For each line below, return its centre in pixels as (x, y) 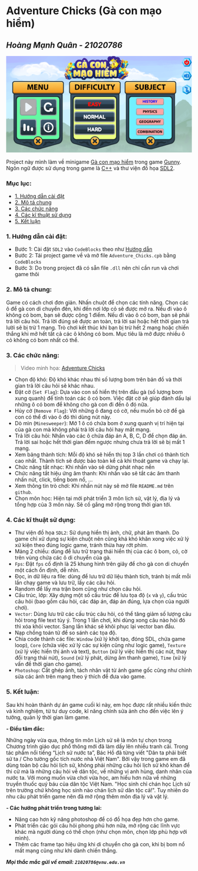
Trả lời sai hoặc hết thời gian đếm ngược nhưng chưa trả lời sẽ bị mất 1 (100, 442)
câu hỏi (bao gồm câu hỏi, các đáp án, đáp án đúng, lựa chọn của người (102, 601)
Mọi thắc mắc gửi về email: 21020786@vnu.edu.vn (66, 862)
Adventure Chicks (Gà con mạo (84, 11)
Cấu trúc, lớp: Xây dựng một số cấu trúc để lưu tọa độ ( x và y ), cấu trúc (101, 595)
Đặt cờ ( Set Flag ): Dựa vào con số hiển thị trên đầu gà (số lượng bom (99, 392)
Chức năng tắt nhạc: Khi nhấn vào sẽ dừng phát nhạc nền (85, 467)
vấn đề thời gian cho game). (49, 664)
